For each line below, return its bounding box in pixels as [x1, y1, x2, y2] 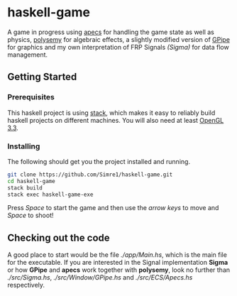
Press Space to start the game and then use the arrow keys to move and [7, 204, 219, 212]
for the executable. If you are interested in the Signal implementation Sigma [7, 258, 228, 267]
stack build [7, 184, 43, 192]
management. [7, 50, 48, 59]
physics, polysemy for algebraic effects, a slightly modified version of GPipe [7, 35, 231, 43]
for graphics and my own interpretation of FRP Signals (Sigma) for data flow [7, 43, 229, 51]
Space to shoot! [7, 211, 54, 220]
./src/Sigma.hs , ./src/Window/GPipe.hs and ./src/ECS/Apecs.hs [7, 273, 193, 282]
